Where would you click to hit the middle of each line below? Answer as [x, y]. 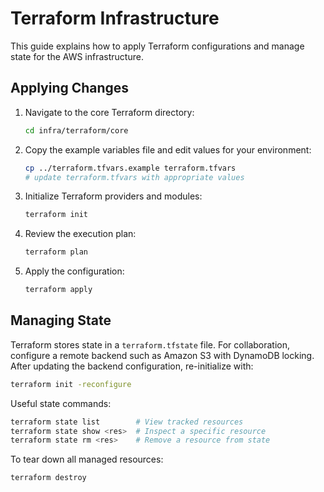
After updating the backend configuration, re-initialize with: [132, 366]
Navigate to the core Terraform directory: [109, 112]
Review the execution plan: [80, 234]
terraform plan [56, 252]
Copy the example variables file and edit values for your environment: [168, 149]
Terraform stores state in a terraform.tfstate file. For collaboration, [150, 344]
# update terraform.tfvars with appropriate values [134, 177]
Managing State [61, 320]
